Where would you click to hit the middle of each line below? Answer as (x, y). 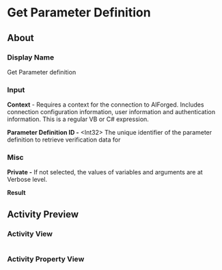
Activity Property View (46, 259)
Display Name (31, 57)
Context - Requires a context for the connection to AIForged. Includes (106, 105)
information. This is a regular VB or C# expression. (78, 119)
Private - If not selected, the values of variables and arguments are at (105, 172)
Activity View (30, 234)
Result (16, 193)
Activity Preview (43, 214)
